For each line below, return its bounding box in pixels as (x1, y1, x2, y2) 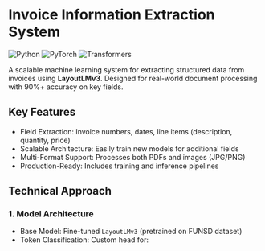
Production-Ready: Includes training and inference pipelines (19, 161, 219, 171)
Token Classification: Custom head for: (19, 235, 149, 245)
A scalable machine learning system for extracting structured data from (8, 64, 245, 74)
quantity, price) (19, 135, 71, 145)
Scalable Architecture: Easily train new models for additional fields (19, 143, 239, 154)
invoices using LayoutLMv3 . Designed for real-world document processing (8, 73, 258, 83)
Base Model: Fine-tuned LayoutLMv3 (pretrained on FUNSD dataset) (19, 227, 243, 237)
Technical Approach (8, 184, 112, 198)
